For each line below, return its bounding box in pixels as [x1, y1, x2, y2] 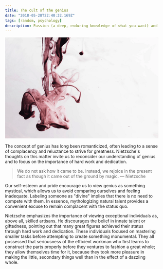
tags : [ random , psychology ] [5, 18, 62, 23]
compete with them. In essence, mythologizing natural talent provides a [5, 198, 148, 204]
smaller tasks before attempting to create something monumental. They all [5, 233, 154, 239]
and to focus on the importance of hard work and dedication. [5, 159, 127, 165]
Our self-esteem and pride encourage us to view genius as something [5, 183, 145, 189]
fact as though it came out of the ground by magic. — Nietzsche [17, 173, 146, 179]
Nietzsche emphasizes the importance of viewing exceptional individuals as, [5, 213, 158, 219]
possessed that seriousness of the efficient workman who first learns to [5, 239, 149, 245]
